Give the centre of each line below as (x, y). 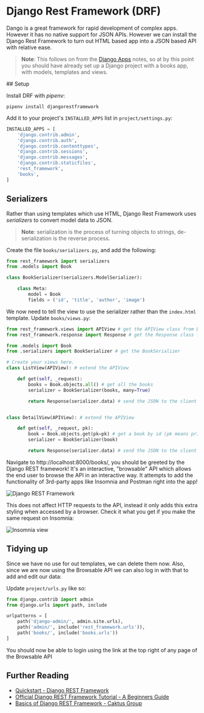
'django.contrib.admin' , (49, 135)
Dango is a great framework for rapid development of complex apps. (92, 28)
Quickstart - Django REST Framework (62, 690)
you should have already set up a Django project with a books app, (104, 66)
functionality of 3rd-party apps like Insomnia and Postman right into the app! (102, 482)
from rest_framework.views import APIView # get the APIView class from (100, 329)
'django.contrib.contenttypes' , (58, 146)
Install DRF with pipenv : (36, 95)
